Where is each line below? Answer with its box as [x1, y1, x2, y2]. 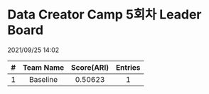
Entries [116, 62, 141, 72]
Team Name [22, 62, 65, 72]
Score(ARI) [70, 62, 109, 72]
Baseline [28, 74, 58, 84]
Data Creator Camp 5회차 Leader [7, 6, 202, 23]
